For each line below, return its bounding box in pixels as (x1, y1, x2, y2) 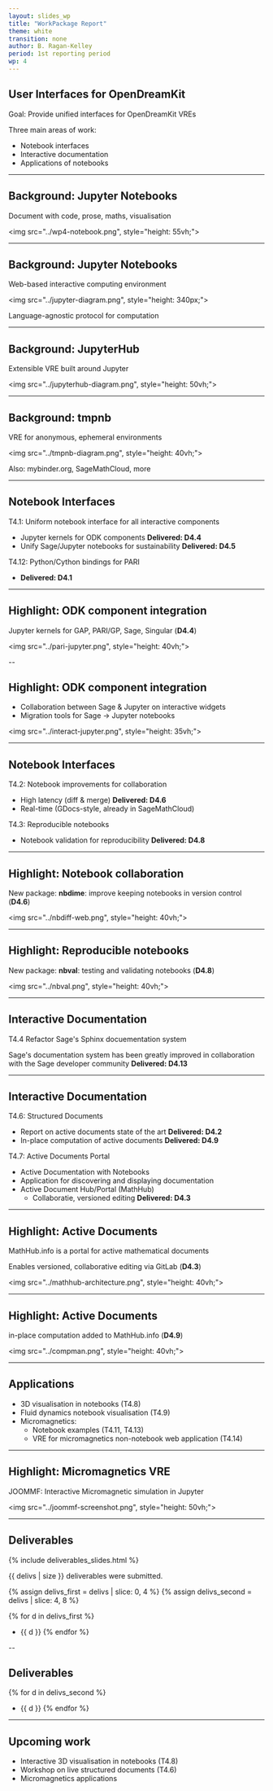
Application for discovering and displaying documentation (19, 1176, 214, 1185)
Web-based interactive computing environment (8, 279, 167, 289)
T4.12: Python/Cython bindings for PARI (8, 557, 141, 567)
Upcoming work (8, 1735, 91, 1749)
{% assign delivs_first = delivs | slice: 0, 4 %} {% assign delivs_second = (8, 1587, 252, 1596)
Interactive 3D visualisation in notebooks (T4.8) (19, 1756, 179, 1767)
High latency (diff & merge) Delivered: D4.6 (19, 795, 167, 805)
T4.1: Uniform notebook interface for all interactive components (8, 516, 220, 526)
